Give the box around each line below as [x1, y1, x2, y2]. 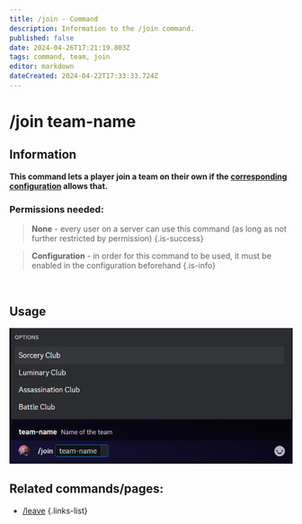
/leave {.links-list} [22, 505, 88, 516]
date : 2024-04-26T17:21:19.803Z [9, 43, 130, 52]
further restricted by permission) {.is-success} [31, 233, 204, 244]
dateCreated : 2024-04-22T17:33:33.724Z [9, 72, 159, 81]
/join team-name [9, 112, 137, 132]
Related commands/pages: [9, 482, 164, 497]
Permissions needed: [9, 203, 104, 215]
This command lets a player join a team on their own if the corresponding [9, 171, 288, 182]
